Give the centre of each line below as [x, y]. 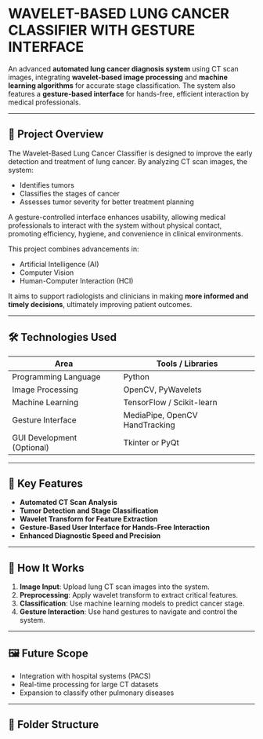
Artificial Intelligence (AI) [59, 264]
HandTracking [149, 425]
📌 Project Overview [56, 134]
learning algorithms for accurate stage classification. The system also [122, 85]
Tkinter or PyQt [151, 442]
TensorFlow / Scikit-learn [170, 402]
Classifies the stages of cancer [69, 193]
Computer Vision [47, 273]
